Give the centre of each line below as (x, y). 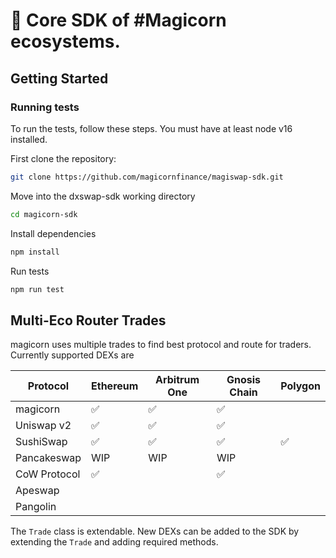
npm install (35, 252)
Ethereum (115, 386)
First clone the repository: (63, 158)
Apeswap (37, 491)
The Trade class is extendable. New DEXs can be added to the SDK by (155, 531)
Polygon (300, 386)
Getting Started (59, 78)
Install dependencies (53, 233)
